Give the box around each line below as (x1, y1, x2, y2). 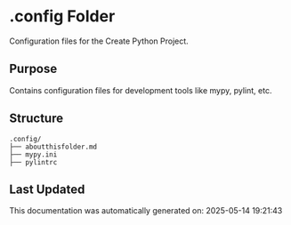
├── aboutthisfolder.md (9, 142, 98, 151)
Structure (9, 111, 64, 126)
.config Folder (9, 6, 116, 27)
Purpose (9, 61, 58, 76)
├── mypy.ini (9, 149, 58, 159)
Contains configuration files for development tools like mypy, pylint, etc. (9, 84, 272, 95)
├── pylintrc (9, 157, 58, 166)
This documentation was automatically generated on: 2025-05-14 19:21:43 (9, 205, 283, 216)
